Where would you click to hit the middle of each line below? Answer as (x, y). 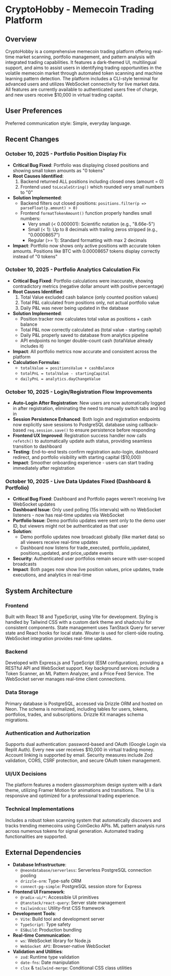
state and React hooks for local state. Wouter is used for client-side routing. (85, 633)
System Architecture (39, 591)
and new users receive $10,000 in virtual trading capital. (64, 95)
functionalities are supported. (36, 836)
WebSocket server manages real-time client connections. (66, 679)
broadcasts (25, 564)
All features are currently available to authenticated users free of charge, (82, 89)
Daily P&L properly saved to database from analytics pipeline (84, 335)
